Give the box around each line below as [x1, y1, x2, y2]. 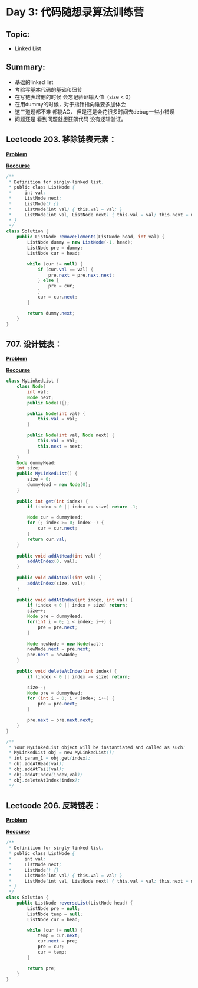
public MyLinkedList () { [16, 471, 78, 477]
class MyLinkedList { [6, 378, 60, 384]
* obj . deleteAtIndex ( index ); [8, 777, 81, 783]
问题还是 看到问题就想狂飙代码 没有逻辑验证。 [14, 115, 127, 122]
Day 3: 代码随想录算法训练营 [6, 5, 144, 19]
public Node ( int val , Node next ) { [27, 432, 115, 438]
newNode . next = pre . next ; [27, 646, 91, 652]
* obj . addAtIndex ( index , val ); [8, 772, 83, 778]
